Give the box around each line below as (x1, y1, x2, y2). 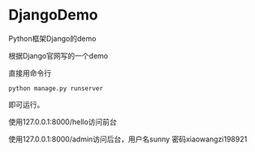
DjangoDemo (8, 6, 98, 24)
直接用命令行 (8, 67, 51, 78)
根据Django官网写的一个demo (8, 50, 108, 60)
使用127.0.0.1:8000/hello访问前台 (8, 116, 118, 127)
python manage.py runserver (8, 84, 104, 93)
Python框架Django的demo (8, 33, 97, 43)
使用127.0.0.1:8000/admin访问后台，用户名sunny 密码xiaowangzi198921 (8, 134, 248, 144)
